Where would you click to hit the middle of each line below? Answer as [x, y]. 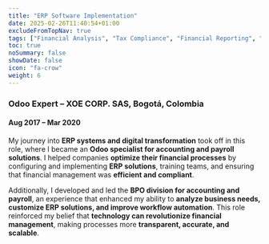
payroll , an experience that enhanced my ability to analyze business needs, [134, 198]
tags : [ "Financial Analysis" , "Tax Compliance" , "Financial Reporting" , [132, 38]
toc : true [25, 46]
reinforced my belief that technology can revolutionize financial [115, 216]
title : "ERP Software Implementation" [73, 16]
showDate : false [35, 61]
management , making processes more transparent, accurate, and [119, 224]
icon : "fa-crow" [35, 68]
